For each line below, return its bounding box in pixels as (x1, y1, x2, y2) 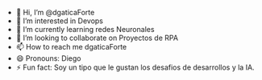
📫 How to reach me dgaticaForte (15, 42, 127, 51)
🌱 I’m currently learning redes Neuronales (15, 25, 155, 34)
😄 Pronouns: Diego (15, 54, 81, 63)
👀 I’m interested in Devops (15, 16, 103, 26)
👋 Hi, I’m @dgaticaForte (15, 8, 95, 17)
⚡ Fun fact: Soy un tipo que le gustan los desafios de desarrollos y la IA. (15, 62, 256, 72)
